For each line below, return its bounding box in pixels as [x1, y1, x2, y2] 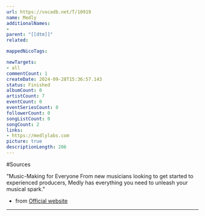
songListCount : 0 [6, 116, 51, 122]
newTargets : [6, 59, 37, 65]
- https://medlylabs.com [6, 133, 70, 139]
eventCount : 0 [6, 99, 43, 105]
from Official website [15, 197, 68, 204]
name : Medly [6, 15, 37, 21]
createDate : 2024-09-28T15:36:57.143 [6, 76, 103, 82]
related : [6, 37, 29, 43]
